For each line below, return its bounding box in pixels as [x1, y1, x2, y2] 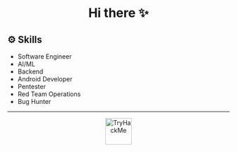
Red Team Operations [17, 90, 81, 98]
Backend [17, 67, 44, 76]
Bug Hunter [17, 98, 51, 105]
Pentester [17, 83, 46, 90]
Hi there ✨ [87, 5, 150, 21]
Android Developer [17, 75, 73, 83]
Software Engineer [17, 52, 72, 61]
